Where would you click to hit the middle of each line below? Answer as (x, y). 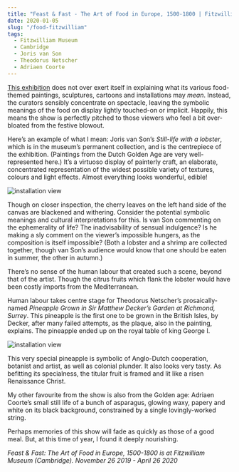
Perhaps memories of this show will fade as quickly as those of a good (111, 431)
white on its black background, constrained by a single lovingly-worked (112, 410)
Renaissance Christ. (37, 381)
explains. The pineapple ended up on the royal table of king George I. (109, 330)
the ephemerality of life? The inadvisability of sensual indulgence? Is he (112, 227)
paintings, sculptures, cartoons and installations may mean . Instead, (131, 95)
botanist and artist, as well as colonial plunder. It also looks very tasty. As (115, 366)
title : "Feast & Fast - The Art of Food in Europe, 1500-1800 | (105, 14)
